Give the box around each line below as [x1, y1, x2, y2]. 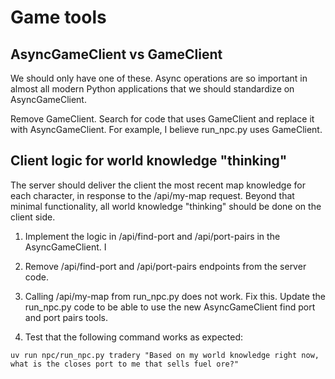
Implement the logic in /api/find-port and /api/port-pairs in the [24, 230, 281, 242]
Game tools [10, 6, 107, 29]
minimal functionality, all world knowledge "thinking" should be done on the [10, 200, 322, 212]
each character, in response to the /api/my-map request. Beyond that [10, 189, 295, 201]
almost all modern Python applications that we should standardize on [10, 83, 295, 95]
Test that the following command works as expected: [24, 331, 244, 343]
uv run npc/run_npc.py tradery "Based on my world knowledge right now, [10, 350, 320, 360]
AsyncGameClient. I [24, 241, 107, 253]
